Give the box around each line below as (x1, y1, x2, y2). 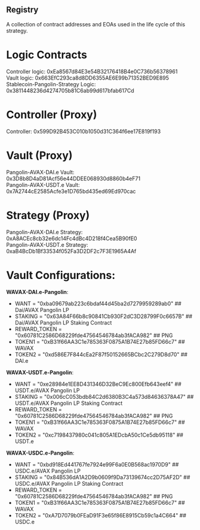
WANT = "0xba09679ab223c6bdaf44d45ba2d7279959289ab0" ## (14, 299, 182, 307)
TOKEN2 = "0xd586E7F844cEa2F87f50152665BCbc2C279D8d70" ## (14, 350, 188, 358)
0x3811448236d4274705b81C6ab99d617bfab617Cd (6, 87, 134, 94)
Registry (6, 5, 39, 15)
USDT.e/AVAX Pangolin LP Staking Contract (14, 399, 123, 407)
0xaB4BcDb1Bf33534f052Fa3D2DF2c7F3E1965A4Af (6, 247, 137, 255)
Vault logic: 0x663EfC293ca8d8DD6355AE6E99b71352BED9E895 (6, 74, 169, 81)
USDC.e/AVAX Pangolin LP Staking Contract (14, 480, 124, 487)
